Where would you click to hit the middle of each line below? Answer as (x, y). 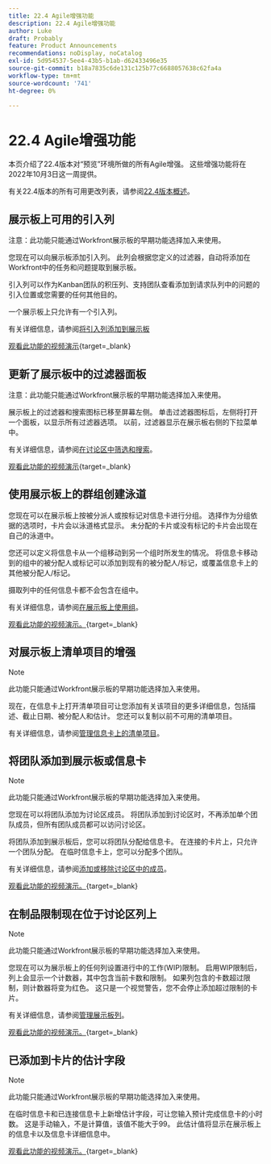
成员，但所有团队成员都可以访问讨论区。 (82, 824)
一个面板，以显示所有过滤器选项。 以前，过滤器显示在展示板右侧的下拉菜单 (133, 422)
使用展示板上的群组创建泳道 (77, 494)
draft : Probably (35, 38)
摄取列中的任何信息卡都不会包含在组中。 (75, 590)
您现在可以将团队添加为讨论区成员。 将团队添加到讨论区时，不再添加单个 (129, 815)
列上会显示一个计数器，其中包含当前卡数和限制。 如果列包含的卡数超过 (126, 978)
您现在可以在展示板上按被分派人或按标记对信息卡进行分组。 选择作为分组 (129, 515)
